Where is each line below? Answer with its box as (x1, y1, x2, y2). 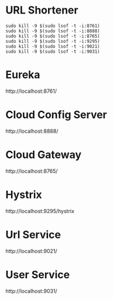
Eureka (5, 68, 40, 82)
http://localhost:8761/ (5, 87, 57, 95)
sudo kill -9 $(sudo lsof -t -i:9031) (5, 48, 100, 55)
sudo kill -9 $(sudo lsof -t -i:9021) (5, 43, 100, 49)
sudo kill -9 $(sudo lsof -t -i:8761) (5, 23, 100, 29)
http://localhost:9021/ (5, 247, 57, 254)
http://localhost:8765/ (5, 167, 58, 174)
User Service (5, 268, 70, 281)
